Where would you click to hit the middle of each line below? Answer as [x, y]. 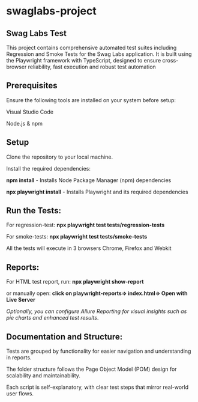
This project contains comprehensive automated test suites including [91, 47]
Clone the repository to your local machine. [60, 157]
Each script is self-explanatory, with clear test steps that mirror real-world [97, 387]
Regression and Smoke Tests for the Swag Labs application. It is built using [99, 54]
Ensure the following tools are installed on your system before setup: [91, 100]
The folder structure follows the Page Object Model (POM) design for [91, 369]
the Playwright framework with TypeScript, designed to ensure [84, 60]
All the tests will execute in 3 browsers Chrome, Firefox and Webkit [89, 248]
